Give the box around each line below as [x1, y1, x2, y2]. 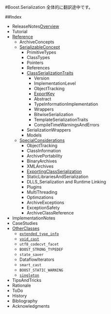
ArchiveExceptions [26, 199, 65, 205]
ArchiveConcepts [19, 39, 55, 45]
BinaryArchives [26, 158, 57, 164]
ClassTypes [26, 55, 50, 60]
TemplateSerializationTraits [34, 117, 89, 122]
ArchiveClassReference [26, 210, 74, 216]
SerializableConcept [19, 44, 60, 50]
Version [34, 75, 50, 81]
